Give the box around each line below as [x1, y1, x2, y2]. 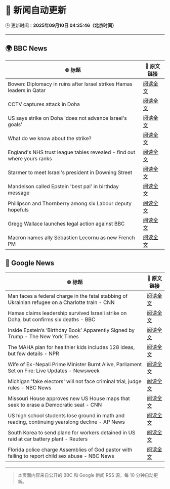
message [8, 189, 30, 196]
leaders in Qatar [8, 86, 46, 94]
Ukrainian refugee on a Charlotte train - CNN [8, 299, 115, 306]
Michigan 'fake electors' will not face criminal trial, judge [8, 378, 142, 385]
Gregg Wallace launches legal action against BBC [8, 220, 125, 227]
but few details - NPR [8, 350, 59, 357]
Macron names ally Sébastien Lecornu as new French [8, 234, 135, 241]
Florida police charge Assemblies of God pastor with [8, 446, 133, 453]
